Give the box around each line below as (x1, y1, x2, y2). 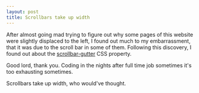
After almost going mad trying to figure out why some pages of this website (6, 31, 194, 38)
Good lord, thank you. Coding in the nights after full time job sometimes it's (6, 61, 192, 69)
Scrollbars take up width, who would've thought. (6, 79, 126, 87)
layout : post (6, 8, 39, 15)
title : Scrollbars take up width (6, 14, 90, 20)
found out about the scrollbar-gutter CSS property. (6, 50, 132, 57)
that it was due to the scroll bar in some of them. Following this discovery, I (6, 43, 192, 51)
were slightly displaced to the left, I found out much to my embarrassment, (6, 37, 191, 44)
